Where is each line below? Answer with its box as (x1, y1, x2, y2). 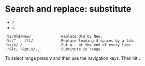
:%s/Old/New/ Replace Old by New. (5, 34, 103, 39)
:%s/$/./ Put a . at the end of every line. (5, 42, 133, 47)
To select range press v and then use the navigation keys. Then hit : (5, 55, 140, 61)
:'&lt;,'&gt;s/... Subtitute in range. (5, 47, 103, 51)
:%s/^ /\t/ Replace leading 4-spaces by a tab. (5, 38, 135, 43)
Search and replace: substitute (5, 3, 131, 15)
